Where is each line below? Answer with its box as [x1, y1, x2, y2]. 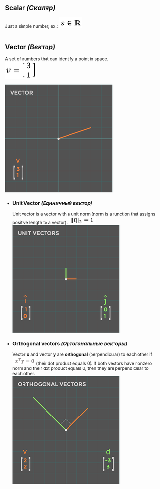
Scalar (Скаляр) [5, 4, 56, 12]
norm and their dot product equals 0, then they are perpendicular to [12, 366, 149, 371]
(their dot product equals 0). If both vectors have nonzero [36, 360, 152, 367]
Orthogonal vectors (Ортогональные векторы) [12, 340, 128, 347]
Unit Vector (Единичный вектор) [12, 199, 93, 206]
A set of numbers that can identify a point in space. [5, 56, 109, 62]
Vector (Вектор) [5, 43, 55, 51]
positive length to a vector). [12, 220, 68, 225]
